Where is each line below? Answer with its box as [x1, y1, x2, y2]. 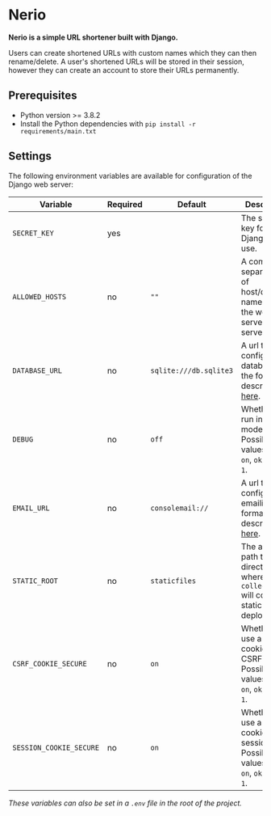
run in [240, 413, 264, 425]
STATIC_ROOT [12, 576, 59, 586]
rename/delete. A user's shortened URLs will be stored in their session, [8, 57, 244, 66]
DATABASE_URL [12, 366, 63, 375]
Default [177, 198, 207, 209]
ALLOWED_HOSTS [12, 292, 67, 301]
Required [106, 198, 143, 209]
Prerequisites [8, 89, 77, 103]
